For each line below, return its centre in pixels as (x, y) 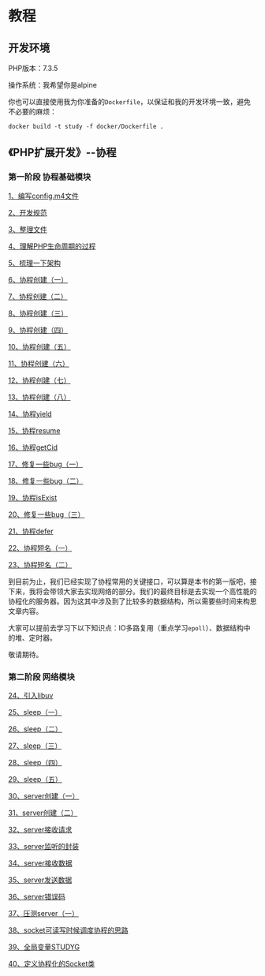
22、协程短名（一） (40, 548)
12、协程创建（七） (39, 380)
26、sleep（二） (35, 729)
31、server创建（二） (43, 813)
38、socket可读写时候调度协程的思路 (68, 930)
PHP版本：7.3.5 (33, 68)
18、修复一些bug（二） (46, 481)
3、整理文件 (28, 229)
